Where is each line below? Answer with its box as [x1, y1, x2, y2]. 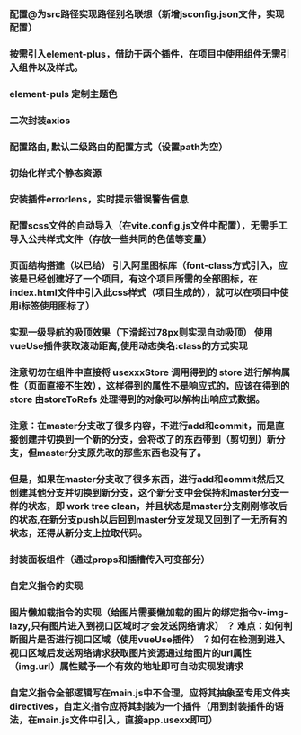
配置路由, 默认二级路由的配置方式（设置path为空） [9, 140, 228, 153]
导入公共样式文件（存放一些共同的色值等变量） [9, 233, 212, 246]
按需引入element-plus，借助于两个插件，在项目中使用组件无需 [9, 48, 281, 60]
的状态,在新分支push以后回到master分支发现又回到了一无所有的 [9, 513, 288, 525]
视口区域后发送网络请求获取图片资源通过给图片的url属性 [9, 646, 252, 659]
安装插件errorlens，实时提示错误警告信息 [9, 193, 189, 206]
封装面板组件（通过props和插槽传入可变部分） [9, 553, 210, 566]
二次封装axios [9, 114, 71, 127]
